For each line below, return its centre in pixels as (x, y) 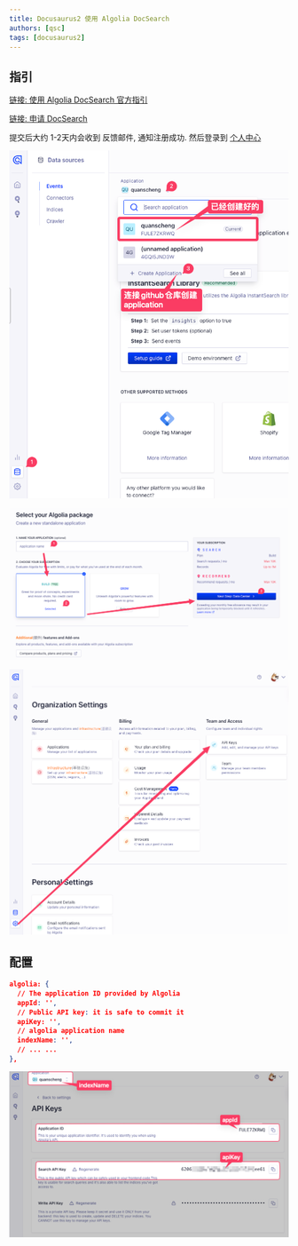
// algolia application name (71, 1031)
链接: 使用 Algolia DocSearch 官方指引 (78, 100)
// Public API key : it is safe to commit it (101, 1012)
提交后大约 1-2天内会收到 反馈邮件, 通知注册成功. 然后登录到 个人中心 (135, 138)
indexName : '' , (45, 1040)
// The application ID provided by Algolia (98, 993)
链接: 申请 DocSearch (48, 119)
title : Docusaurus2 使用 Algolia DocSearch (90, 19)
